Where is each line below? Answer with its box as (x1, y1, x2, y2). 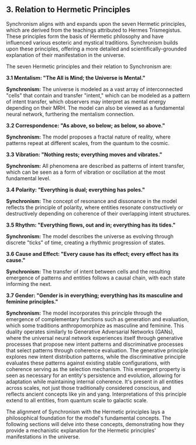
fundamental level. (6, 174, 51, 181)
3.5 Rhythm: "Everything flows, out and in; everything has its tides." (6, 221, 176, 228)
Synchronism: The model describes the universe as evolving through (6, 232, 174, 240)
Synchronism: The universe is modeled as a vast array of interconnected (6, 85, 183, 93)
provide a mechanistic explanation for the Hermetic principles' (6, 427, 156, 434)
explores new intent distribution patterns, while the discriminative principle (6, 353, 186, 360)
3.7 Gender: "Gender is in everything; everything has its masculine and (6, 292, 183, 299)
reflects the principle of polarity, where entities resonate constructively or (6, 204, 183, 211)
